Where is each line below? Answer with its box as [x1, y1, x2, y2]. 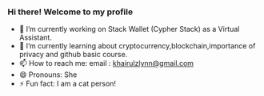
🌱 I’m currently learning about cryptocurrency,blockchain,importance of [18, 41, 256, 51]
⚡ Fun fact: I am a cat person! [18, 79, 117, 89]
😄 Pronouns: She [18, 70, 78, 79]
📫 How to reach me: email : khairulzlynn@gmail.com [18, 59, 194, 68]
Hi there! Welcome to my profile [7, 6, 134, 17]
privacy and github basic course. [18, 50, 128, 60]
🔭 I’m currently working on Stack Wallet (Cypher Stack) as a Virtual [18, 25, 240, 34]
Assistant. [18, 33, 53, 42]
